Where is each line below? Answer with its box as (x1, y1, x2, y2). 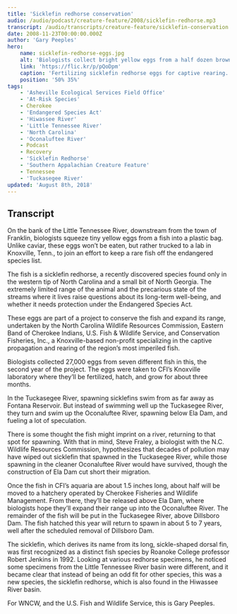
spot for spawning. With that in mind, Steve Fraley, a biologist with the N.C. (7, 438, 224, 446)
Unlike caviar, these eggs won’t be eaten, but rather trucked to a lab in (7, 241, 212, 250)
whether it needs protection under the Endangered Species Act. (7, 300, 193, 308)
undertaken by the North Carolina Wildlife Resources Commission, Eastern (7, 321, 224, 330)
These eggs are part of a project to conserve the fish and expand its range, (7, 314, 226, 323)
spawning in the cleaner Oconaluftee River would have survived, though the (7, 460, 228, 469)
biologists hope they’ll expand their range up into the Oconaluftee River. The (7, 504, 229, 513)
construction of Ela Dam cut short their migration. (7, 468, 151, 476)
